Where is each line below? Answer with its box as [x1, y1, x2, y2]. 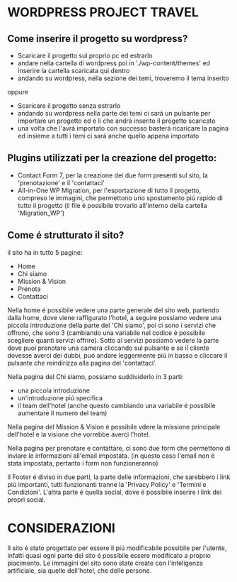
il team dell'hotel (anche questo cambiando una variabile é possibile [17, 401, 216, 410]
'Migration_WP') [17, 209, 65, 217]
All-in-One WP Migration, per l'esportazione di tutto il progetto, [17, 186, 202, 194]
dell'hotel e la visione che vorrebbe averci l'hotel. [7, 430, 151, 439]
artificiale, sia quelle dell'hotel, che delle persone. [7, 566, 152, 575]
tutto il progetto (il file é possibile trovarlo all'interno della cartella [17, 201, 207, 209]
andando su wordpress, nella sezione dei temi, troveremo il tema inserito [17, 74, 229, 82]
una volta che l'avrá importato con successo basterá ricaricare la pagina [17, 124, 229, 132]
